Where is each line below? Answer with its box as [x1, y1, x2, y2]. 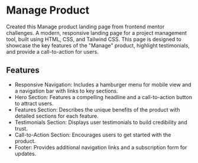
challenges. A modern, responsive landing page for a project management [6, 29, 187, 36]
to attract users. [14, 100, 54, 107]
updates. [14, 150, 37, 157]
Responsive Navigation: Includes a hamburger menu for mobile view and [14, 81, 191, 88]
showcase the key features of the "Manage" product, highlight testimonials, [6, 42, 190, 49]
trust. [14, 125, 28, 132]
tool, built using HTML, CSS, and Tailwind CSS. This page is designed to [6, 35, 181, 43]
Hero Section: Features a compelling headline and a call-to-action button [14, 93, 192, 100]
